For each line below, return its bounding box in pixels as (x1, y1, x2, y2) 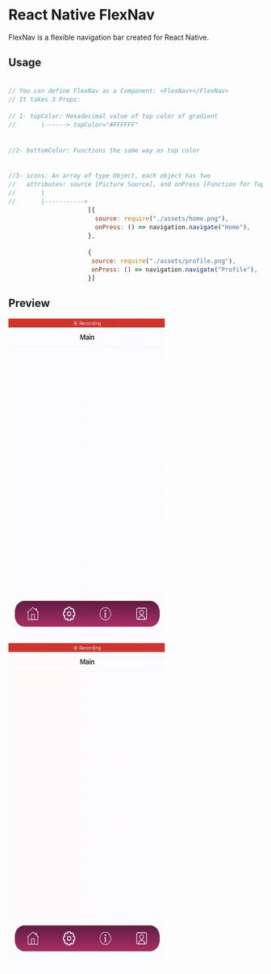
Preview (8, 296, 51, 310)
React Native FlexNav (8, 6, 155, 24)
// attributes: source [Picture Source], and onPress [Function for (8, 180, 251, 189)
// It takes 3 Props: (8, 95, 81, 103)
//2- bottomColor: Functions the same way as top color (8, 146, 200, 154)
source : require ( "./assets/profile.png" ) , (91, 257, 236, 266)
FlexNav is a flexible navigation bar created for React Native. (8, 32, 210, 42)
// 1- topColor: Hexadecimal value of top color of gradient (8, 112, 219, 120)
